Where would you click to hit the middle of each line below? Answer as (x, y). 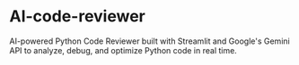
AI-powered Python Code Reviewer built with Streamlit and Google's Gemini (149, 41)
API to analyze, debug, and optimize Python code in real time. (123, 50)
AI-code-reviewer (78, 16)
